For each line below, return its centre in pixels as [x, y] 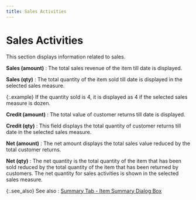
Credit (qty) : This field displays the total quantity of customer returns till [94, 126]
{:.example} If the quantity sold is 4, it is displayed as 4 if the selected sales [97, 96]
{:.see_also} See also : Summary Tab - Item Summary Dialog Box [84, 191]
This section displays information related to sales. [66, 57]
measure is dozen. [28, 103]
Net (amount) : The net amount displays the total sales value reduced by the [98, 143]
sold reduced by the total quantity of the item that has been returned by [92, 167]
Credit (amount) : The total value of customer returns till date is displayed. [96, 114]
